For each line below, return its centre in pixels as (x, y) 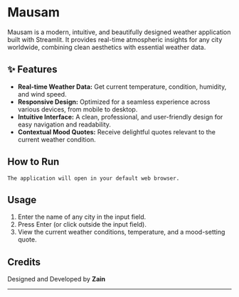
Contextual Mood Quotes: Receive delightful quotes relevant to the (116, 131)
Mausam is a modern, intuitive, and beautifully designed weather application (119, 32)
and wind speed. (42, 94)
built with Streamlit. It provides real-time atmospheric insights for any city (115, 39)
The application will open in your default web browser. (94, 178)
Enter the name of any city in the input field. (82, 217)
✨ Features (32, 69)
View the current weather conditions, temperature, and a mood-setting (121, 232)
